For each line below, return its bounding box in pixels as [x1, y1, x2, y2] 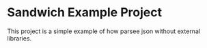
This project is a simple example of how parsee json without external [7, 27, 200, 35]
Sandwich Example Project [7, 5, 163, 20]
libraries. [7, 34, 32, 42]
